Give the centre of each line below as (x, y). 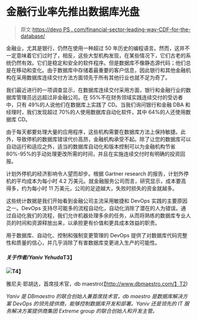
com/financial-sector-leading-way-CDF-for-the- (133, 29)
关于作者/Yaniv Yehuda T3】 (40, 257)
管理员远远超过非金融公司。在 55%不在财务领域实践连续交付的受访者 (100, 97)
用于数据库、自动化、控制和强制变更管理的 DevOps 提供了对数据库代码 (92, 235)
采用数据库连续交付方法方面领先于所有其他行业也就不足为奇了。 (93, 78)
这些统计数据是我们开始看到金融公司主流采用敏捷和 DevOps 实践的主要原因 (97, 201)
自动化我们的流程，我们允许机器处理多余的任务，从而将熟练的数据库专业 (98, 215)
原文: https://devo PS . (47, 29)
